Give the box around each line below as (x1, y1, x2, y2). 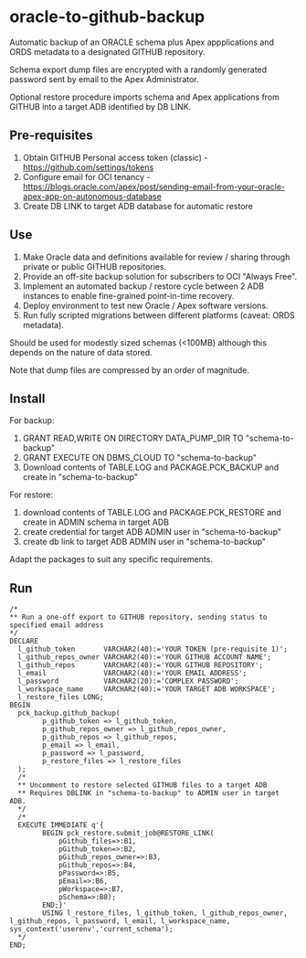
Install (9, 390, 46, 406)
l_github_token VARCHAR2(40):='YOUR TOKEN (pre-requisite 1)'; (17, 644, 288, 655)
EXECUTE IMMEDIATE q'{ (17, 821, 104, 830)
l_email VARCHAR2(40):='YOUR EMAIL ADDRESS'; (17, 669, 248, 678)
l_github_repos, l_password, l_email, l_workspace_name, (9, 917, 231, 926)
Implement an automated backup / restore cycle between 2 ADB (22, 281, 265, 292)
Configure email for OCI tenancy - (22, 171, 151, 182)
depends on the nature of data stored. (9, 346, 153, 357)
